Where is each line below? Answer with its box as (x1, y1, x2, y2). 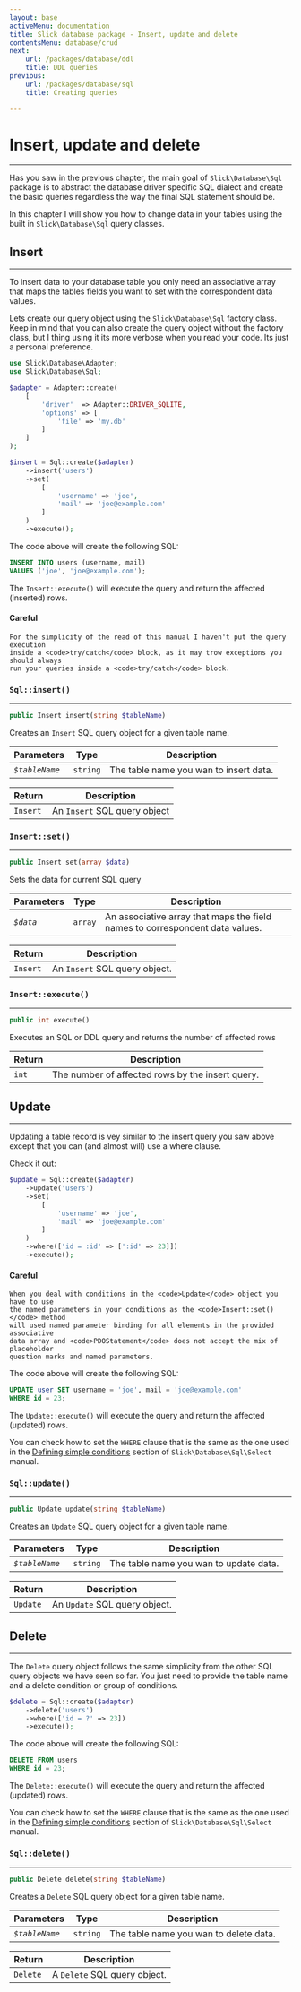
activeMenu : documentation (9, 22, 110, 30)
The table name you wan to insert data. (109, 763, 274, 776)
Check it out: (9, 1158, 56, 1169)
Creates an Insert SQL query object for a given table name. (9, 728, 230, 737)
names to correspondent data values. (104, 922, 262, 935)
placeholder (9, 1345, 54, 1354)
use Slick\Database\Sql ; (9, 367, 102, 376)
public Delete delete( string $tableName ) (9, 1875, 167, 1884)
